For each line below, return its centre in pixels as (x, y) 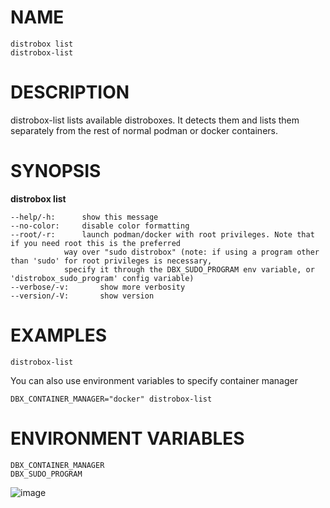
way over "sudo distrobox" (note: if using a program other (191, 252)
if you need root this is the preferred (96, 243)
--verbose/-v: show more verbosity (98, 287)
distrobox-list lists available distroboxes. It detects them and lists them (155, 120)
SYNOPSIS (56, 171)
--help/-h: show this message (84, 217)
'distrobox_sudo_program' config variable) (102, 278)
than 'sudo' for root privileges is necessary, (111, 261)
